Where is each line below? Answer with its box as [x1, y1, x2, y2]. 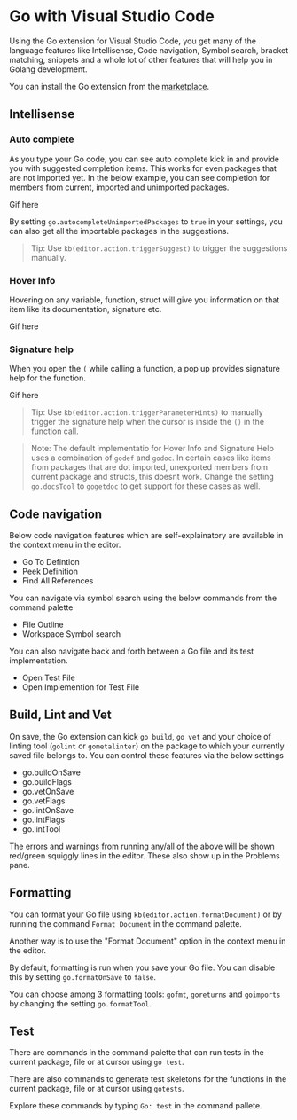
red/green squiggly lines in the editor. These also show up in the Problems [9, 850, 281, 861]
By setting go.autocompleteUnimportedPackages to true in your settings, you [9, 215, 284, 227]
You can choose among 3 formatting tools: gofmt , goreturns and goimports [9, 989, 281, 999]
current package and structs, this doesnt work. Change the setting [30, 472, 275, 482]
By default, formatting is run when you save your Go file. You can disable [9, 962, 276, 973]
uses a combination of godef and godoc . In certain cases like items [30, 452, 272, 463]
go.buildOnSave [21, 767, 82, 778]
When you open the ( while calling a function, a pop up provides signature [9, 364, 281, 374]
